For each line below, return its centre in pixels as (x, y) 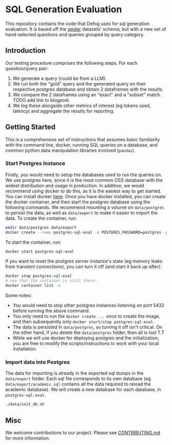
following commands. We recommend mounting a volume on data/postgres (85, 207)
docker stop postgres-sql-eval (39, 276)
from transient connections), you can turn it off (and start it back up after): (83, 267)
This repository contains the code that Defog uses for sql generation (78, 24)
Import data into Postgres (38, 362)
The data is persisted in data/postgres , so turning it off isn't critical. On (88, 327)
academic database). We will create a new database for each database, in (83, 390)
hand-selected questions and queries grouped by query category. (75, 34)
